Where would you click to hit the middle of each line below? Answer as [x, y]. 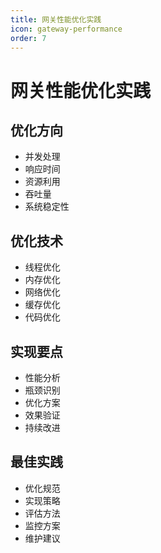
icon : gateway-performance [66, 29]
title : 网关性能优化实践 [56, 19]
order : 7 [28, 38]
